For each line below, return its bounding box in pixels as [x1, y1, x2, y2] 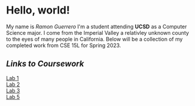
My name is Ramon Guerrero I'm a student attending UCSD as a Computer [6, 23, 187, 30]
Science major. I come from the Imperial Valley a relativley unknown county [6, 29, 189, 36]
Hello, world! [6, 4, 70, 17]
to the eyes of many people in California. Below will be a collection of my [6, 35, 183, 42]
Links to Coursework [6, 59, 84, 69]
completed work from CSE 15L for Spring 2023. [6, 42, 121, 49]
